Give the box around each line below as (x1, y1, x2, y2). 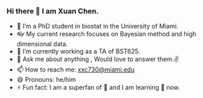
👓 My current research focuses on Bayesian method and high (16, 30, 197, 38)
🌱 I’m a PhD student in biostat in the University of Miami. (16, 22, 179, 31)
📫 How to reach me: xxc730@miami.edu (16, 65, 135, 74)
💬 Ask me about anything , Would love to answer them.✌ (16, 55, 179, 63)
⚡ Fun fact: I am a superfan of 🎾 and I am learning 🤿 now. (16, 83, 181, 92)
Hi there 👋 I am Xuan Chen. (6, 6, 99, 16)
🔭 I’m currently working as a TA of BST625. (16, 47, 141, 56)
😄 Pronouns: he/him (16, 76, 76, 84)
